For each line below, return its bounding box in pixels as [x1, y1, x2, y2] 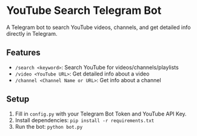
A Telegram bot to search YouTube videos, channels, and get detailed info [6, 24, 191, 31]
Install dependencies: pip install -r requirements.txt [15, 116, 155, 124]
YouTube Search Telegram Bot [6, 4, 162, 18]
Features [6, 48, 41, 58]
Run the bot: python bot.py [15, 123, 83, 130]
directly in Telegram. [6, 30, 58, 37]
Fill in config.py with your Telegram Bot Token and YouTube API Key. [15, 110, 187, 117]
